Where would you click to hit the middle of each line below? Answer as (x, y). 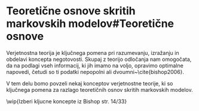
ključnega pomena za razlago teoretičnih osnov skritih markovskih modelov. (99, 90)
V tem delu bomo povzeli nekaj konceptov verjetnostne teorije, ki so (90, 83)
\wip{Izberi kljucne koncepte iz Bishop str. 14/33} (67, 101)
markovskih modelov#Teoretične (90, 24)
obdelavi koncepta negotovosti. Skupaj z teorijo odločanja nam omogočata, (99, 59)
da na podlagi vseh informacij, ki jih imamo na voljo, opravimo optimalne (95, 65)
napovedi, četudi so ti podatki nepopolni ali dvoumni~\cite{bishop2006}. (95, 72)
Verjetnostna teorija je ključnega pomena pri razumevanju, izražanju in (93, 53)
